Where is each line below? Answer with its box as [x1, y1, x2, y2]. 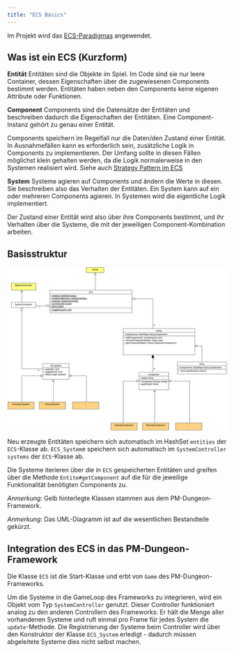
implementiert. [7, 200, 49, 208]
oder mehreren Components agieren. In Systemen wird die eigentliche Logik [7, 192, 226, 200]
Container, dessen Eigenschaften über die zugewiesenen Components [7, 77, 210, 86]
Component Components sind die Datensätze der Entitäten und [7, 105, 190, 114]
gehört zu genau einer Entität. [29, 121, 116, 129]
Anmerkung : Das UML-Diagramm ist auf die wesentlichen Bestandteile [7, 515, 210, 523]
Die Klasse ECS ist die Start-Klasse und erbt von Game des [7, 572, 169, 580]
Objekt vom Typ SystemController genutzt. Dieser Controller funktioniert [7, 601, 214, 609]
